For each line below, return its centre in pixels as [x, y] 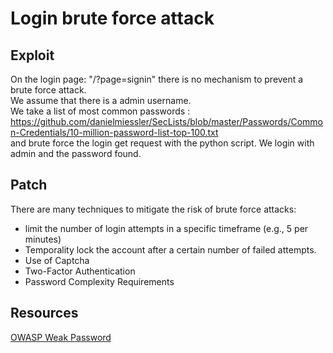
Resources [44, 313]
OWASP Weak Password [61, 337]
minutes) [43, 239]
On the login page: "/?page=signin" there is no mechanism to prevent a [157, 79]
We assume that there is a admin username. [101, 100]
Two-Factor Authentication [80, 271]
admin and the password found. [76, 153]
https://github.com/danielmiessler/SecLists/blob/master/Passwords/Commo [167, 121]
